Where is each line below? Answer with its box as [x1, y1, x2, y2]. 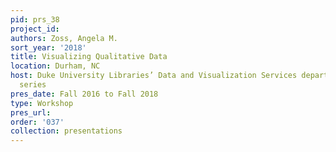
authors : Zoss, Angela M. [10, 33, 118, 43]
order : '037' [10, 117, 65, 127]
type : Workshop [10, 98, 74, 108]
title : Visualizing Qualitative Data [10, 52, 168, 62]
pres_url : [10, 107, 52, 118]
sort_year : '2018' [10, 42, 87, 53]
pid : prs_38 [10, 14, 60, 25]
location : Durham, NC [10, 61, 101, 71]
